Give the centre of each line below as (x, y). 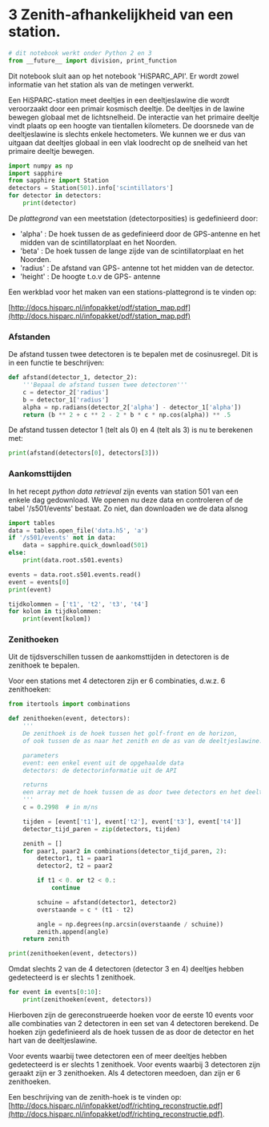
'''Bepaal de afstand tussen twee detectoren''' (105, 385)
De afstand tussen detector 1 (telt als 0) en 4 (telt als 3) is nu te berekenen (131, 430)
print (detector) (50, 203)
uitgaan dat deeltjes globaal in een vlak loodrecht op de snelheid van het (128, 143)
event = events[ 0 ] (39, 582)
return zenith (46, 939)
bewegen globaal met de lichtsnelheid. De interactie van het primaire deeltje (134, 117)
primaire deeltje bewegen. (51, 151)
